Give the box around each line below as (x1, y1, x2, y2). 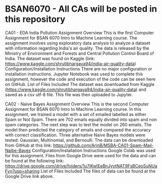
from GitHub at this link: (5, 142, 52, 148)
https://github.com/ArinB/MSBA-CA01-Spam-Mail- (53, 142, 154, 148)
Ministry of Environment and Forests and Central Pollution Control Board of (5, 50, 154, 56)
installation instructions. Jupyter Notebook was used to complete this (5, 71, 143, 77)
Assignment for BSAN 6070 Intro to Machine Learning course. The (5, 35, 137, 41)
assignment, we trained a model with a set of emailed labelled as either (5, 111, 147, 117)
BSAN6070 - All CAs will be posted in (5, 3, 157, 15)
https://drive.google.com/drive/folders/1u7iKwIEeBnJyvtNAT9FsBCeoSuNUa (5, 163, 158, 168)
